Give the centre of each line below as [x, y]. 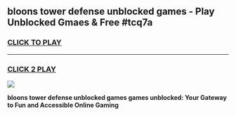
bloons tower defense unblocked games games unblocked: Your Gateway [117, 97]
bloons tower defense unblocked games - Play [111, 12]
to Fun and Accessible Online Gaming [63, 105]
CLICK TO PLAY [34, 43]
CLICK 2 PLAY [32, 69]
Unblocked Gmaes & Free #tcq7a [80, 23]
